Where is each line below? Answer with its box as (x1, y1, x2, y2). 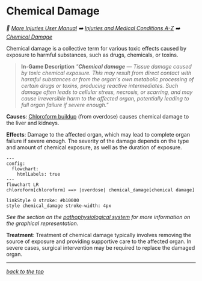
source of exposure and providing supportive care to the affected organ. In (6, 238, 192, 245)
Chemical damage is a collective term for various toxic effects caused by (6, 45, 187, 52)
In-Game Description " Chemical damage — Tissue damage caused (20, 63, 192, 70)
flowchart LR (6, 182, 39, 188)
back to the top (6, 268, 44, 275)
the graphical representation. (6, 220, 79, 227)
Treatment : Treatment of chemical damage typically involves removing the (6, 231, 191, 238)
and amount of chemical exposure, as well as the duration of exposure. (6, 143, 182, 151)
